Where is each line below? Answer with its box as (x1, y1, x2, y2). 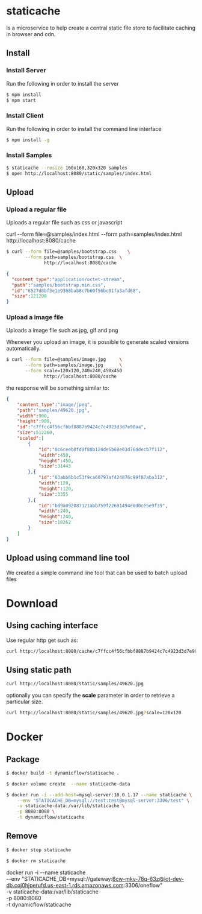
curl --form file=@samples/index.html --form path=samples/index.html (6, 230, 182, 238)
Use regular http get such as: (6, 636, 78, 644)
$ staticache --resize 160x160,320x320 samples (6, 165, 128, 171)
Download (6, 596, 58, 610)
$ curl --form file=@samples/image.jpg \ (6, 357, 122, 363)
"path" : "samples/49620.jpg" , (17, 407, 90, 413)
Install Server (6, 66, 46, 75)
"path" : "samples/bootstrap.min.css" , (11, 282, 106, 288)
